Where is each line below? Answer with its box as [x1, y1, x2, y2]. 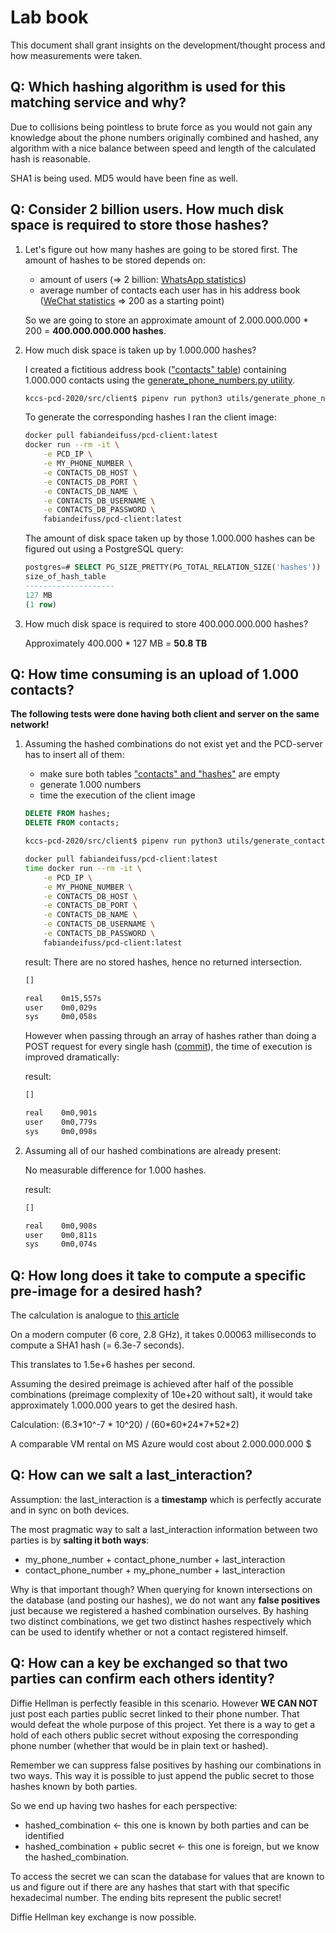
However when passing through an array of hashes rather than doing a [24, 1030, 317, 1042]
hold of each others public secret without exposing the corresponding [10, 1729, 299, 1741]
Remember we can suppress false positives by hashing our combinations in [10, 1759, 322, 1771]
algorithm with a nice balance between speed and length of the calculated [10, 142, 316, 154]
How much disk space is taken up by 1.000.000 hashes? [24, 344, 257, 356]
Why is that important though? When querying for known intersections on [10, 1583, 313, 1595]
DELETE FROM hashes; [24, 809, 111, 819]
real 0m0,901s [24, 1108, 98, 1118]
